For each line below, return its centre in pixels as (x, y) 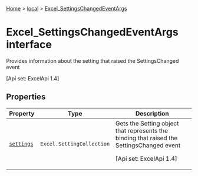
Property (22, 113)
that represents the (142, 130)
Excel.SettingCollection (75, 144)
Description (152, 113)
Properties (26, 97)
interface (29, 45)
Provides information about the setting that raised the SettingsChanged (93, 60)
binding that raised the (146, 138)
